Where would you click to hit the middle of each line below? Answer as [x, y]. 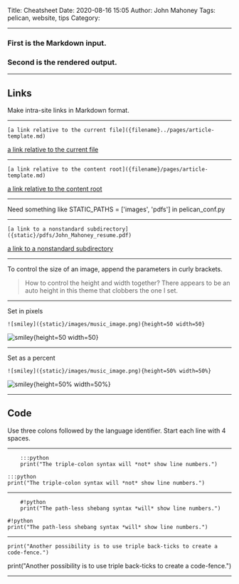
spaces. [19, 438]
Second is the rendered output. [62, 62]
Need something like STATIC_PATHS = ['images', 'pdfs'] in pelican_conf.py [116, 209]
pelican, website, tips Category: [54, 18]
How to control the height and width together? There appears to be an [127, 283]
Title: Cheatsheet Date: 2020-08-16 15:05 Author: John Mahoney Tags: [111, 10]
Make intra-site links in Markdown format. [68, 111]
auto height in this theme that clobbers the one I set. [101, 291]
